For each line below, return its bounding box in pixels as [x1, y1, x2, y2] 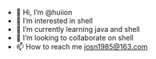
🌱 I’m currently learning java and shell [15, 25, 140, 33]
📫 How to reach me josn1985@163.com [15, 42, 148, 51]
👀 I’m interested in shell [15, 16, 94, 26]
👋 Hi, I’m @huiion [15, 8, 73, 17]
